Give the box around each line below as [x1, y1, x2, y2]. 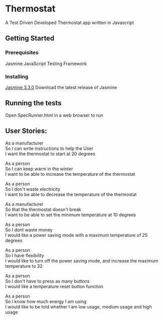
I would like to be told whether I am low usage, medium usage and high [5, 303, 152, 309]
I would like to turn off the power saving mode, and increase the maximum [5, 257, 158, 263]
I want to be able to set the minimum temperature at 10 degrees [5, 211, 136, 218]
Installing [5, 73, 29, 80]
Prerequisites [5, 49, 39, 56]
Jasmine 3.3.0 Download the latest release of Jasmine [5, 84, 117, 90]
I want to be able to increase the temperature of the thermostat [5, 171, 135, 177]
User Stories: [5, 127, 47, 135]
